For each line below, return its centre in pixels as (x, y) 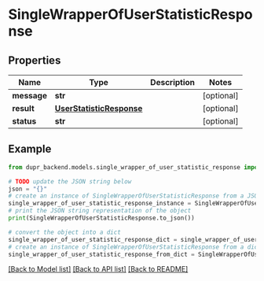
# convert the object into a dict (65, 232)
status (24, 121)
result (24, 108)
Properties (35, 60)
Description (172, 82)
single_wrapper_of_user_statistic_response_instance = (100, 203)
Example (30, 149)
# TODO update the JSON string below (70, 181)
